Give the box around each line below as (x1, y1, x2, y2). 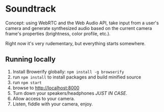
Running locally (5, 55, 56, 64)
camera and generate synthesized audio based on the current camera (5, 25, 152, 31)
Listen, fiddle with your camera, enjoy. (12, 101, 93, 107)
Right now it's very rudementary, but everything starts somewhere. (5, 40, 146, 46)
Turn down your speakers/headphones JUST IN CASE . (12, 90, 127, 96)
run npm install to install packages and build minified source (12, 74, 142, 80)
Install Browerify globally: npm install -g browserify (12, 68, 124, 74)
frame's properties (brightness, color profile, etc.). (5, 30, 111, 36)
